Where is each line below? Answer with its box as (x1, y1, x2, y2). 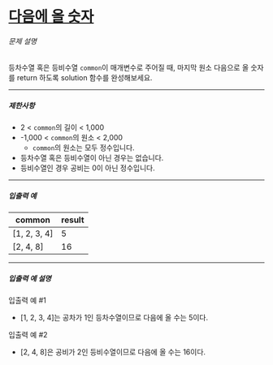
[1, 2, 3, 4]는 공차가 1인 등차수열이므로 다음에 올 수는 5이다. (19, 313, 209, 323)
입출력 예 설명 (8, 273, 51, 283)
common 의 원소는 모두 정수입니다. (32, 143, 136, 152)
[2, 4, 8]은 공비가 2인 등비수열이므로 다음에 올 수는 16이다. (19, 347, 206, 357)
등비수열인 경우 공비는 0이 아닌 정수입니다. (19, 163, 156, 173)
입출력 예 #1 (8, 295, 46, 305)
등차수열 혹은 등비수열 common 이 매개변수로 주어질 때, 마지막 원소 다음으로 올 (8, 62, 249, 73)
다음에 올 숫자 (8, 7, 94, 26)
